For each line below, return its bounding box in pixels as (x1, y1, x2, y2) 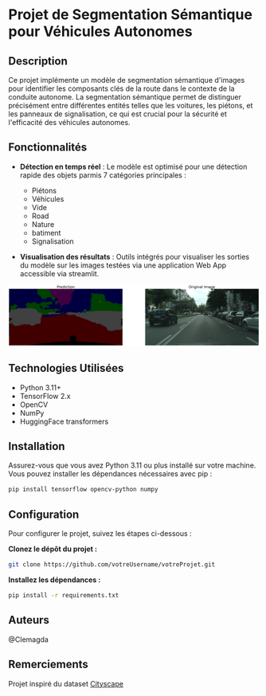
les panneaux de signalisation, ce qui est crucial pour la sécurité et (8, 109, 227, 119)
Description (8, 54, 68, 68)
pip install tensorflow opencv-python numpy (8, 486, 158, 494)
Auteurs (8, 613, 50, 627)
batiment (31, 228, 61, 237)
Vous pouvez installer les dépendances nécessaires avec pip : (8, 469, 213, 479)
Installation (8, 440, 65, 453)
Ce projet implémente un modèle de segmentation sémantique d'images (8, 76, 245, 84)
